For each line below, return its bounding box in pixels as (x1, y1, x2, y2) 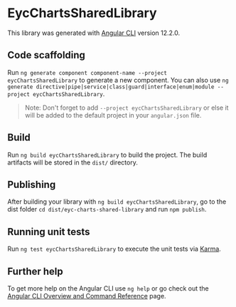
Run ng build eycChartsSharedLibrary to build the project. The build (7, 150, 208, 159)
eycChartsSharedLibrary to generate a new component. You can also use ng (7, 76, 229, 84)
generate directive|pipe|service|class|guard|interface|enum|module (7, 83, 215, 90)
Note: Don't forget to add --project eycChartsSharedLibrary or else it (24, 103, 229, 112)
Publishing (7, 178, 56, 190)
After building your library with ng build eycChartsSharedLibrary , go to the (7, 197, 227, 206)
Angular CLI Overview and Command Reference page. (7, 292, 166, 300)
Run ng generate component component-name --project (7, 68, 167, 76)
